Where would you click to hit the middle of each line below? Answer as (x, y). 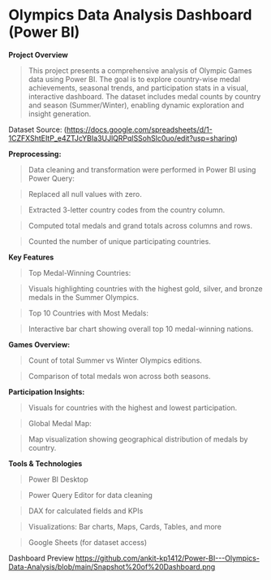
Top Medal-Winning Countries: (80, 273)
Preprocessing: (35, 154)
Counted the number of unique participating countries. (119, 241)
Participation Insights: (47, 391)
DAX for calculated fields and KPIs (86, 511)
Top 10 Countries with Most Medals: (88, 313)
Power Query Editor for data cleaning (90, 495)
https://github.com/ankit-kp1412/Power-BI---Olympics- (168, 558)
